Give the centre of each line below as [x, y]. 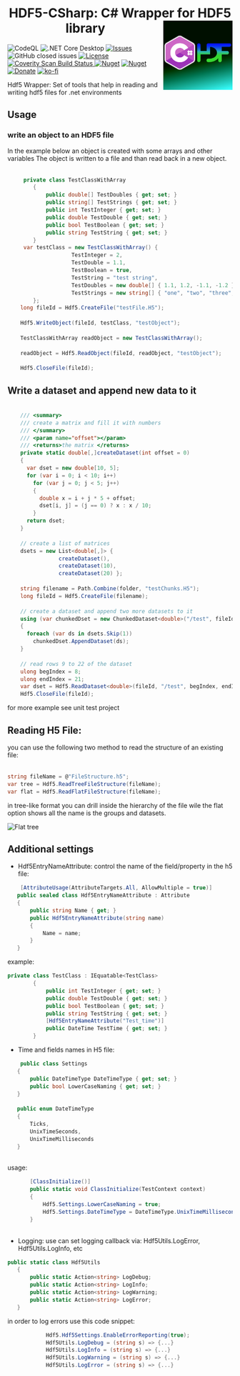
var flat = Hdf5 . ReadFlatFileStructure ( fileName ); [84, 792]
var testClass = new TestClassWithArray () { [91, 248]
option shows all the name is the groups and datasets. [87, 813]
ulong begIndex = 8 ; [51, 672]
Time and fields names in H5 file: [66, 1050]
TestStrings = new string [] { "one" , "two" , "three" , [153, 293]
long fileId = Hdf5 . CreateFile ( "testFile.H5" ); [92, 308]
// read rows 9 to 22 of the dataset [76, 664]
